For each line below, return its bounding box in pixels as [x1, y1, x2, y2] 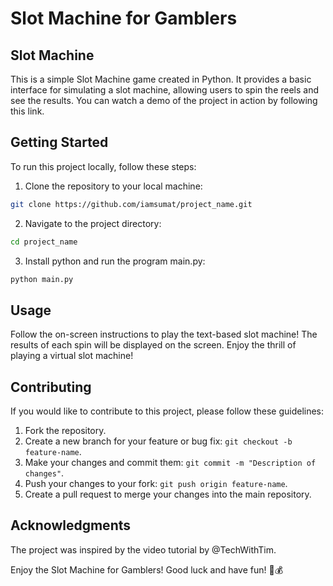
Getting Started [10, 134, 109, 151]
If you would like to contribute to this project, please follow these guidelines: [10, 405, 325, 417]
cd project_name [10, 237, 78, 247]
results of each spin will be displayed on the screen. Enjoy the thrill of [10, 339, 297, 351]
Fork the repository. [24, 425, 107, 437]
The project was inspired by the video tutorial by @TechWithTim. [10, 543, 277, 556]
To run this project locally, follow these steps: [10, 160, 197, 172]
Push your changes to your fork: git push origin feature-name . [24, 478, 288, 490]
